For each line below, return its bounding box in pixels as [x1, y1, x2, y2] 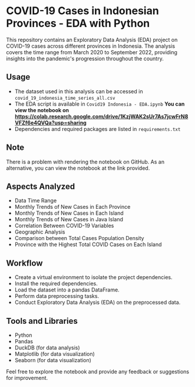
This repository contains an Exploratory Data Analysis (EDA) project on [6, 36, 178, 43]
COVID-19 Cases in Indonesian [6, 4, 159, 18]
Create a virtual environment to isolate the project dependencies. [14, 274, 173, 281]
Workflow [6, 258, 43, 268]
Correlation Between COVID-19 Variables [14, 222, 114, 229]
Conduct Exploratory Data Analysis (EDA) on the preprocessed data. [14, 299, 181, 306]
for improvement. [6, 375, 48, 381]
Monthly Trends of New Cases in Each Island [14, 209, 124, 217]
